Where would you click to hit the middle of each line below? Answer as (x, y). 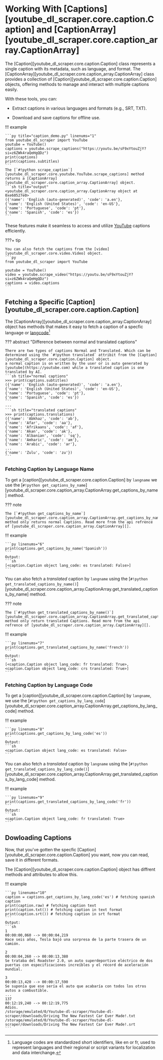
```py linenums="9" (25, 797)
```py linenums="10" (26, 893)
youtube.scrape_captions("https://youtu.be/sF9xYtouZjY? (88, 149)
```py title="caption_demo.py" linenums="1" (51, 136)
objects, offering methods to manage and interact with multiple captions (77, 84)
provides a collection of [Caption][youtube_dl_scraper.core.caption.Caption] (81, 79)
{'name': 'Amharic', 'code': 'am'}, (42, 440)
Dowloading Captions (38, 838)
